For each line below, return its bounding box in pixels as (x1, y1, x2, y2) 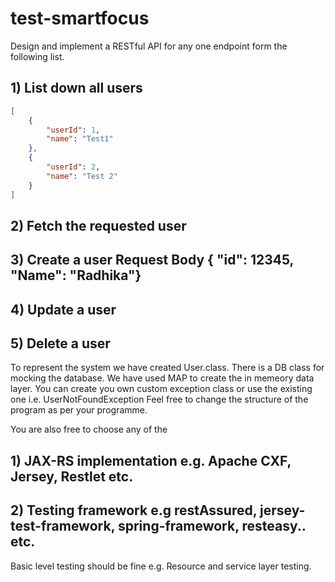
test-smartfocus (10, 7, 150, 30)
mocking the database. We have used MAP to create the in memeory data (10, 372, 315, 384)
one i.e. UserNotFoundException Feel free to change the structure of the (10, 393, 309, 406)
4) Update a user (10, 301, 117, 318)
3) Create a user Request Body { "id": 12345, (10, 252, 294, 269)
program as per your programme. (10, 404, 148, 416)
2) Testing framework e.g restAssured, (10, 502, 258, 519)
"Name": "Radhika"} (10, 267, 142, 284)
